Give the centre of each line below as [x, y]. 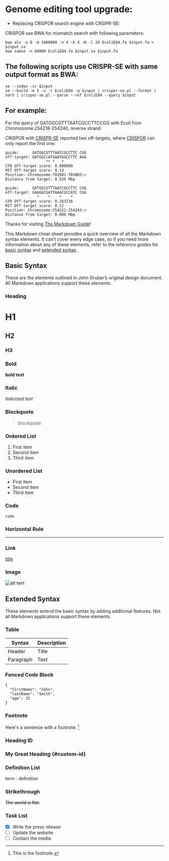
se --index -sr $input [29, 86]
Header [17, 651]
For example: [26, 110]
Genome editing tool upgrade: [69, 9]
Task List [16, 816]
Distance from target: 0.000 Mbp [40, 214]
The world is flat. [23, 803]
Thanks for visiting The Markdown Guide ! [48, 224]
